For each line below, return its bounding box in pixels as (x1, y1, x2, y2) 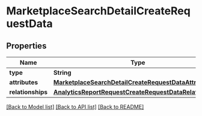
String (53, 69, 72, 77)
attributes (9, 78, 38, 86)
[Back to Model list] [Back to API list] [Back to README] (6, 103, 144, 110)
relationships (9, 88, 48, 96)
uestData (6, 17, 53, 30)
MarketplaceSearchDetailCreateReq (6, 4, 191, 18)
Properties (6, 41, 47, 51)
